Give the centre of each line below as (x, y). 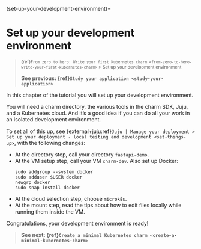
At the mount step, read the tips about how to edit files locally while (98, 205)
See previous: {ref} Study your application (75, 78)
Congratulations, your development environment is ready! (77, 223)
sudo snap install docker (47, 188)
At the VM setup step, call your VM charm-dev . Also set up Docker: (97, 161)
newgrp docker (32, 182)
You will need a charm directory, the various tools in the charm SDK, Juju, (97, 106)
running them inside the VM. (50, 211)
